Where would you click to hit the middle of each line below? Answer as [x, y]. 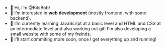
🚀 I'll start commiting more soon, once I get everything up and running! [83, 39]
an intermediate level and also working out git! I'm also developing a [80, 29]
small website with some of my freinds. [51, 34]
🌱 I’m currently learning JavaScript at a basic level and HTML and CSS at [85, 23]
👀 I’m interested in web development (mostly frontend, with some [78, 13]
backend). [20, 18]
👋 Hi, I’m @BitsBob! [30, 8]
